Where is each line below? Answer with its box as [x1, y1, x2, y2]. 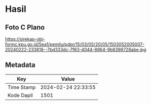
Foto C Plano [5, 23, 45, 32]
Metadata [5, 61, 36, 70]
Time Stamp [7, 84, 36, 91]
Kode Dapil [7, 92, 33, 99]
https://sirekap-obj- [5, 36, 45, 42]
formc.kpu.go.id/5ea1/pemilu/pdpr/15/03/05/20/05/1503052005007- [5, 41, 145, 47]
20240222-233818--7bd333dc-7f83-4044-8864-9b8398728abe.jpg [5, 47, 147, 52]
